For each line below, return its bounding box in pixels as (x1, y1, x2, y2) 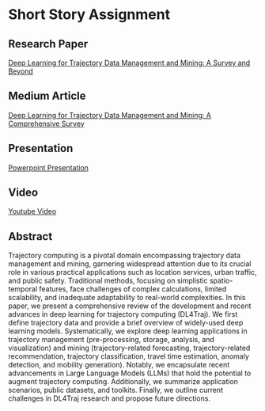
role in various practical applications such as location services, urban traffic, (8, 268, 257, 277)
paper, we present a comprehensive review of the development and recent (8, 301, 252, 310)
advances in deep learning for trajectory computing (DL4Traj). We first (8, 310, 238, 319)
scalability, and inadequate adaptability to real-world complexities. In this (8, 293, 246, 303)
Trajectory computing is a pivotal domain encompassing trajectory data (8, 251, 241, 261)
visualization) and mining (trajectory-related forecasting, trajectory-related (8, 343, 251, 353)
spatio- (209, 276, 233, 286)
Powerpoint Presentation (8, 162, 89, 172)
